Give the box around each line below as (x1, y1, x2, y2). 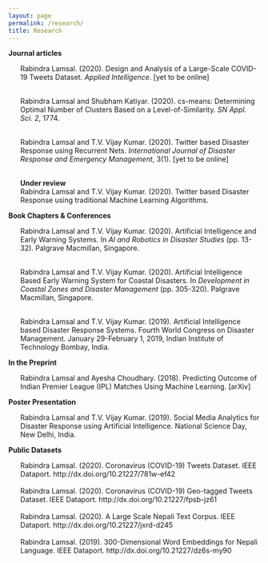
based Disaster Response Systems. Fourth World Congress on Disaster (19, 325, 254, 335)
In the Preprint (8, 357, 58, 368)
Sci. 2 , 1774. (19, 114, 60, 123)
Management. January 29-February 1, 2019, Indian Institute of (19, 333, 224, 344)
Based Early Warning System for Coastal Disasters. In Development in (19, 276, 250, 285)
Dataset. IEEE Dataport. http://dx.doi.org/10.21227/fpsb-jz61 (19, 495, 218, 505)
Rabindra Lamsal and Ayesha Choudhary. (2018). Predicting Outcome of (19, 373, 258, 383)
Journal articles (8, 49, 62, 58)
